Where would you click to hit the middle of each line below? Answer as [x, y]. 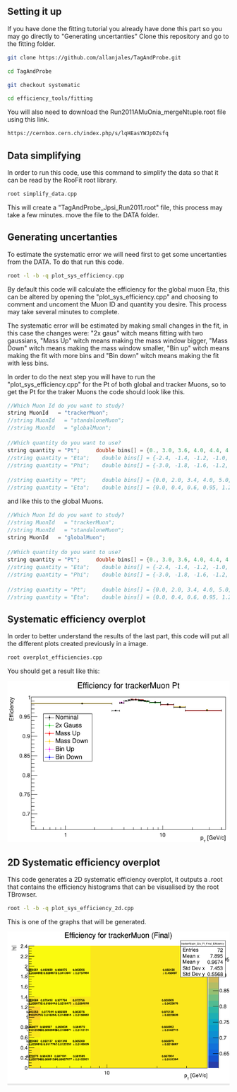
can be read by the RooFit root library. [62, 180]
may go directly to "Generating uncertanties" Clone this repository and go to [118, 36]
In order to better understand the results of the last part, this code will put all [118, 636]
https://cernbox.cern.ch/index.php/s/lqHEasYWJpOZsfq [88, 134]
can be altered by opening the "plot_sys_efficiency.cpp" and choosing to [113, 297]
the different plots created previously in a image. [78, 644]
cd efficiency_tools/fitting [50, 98]
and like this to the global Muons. [55, 501]
